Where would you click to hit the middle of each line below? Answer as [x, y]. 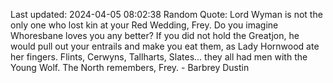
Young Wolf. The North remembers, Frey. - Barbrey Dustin [130, 67]
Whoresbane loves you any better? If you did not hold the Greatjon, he [155, 35]
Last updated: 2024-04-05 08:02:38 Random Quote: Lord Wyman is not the [166, 14]
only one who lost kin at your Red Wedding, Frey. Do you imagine [144, 25]
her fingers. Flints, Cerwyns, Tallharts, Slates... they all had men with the [159, 57]
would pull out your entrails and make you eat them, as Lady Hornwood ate [165, 46]
